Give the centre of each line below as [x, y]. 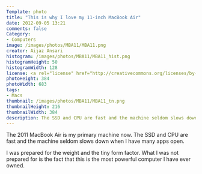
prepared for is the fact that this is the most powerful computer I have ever [99, 159]
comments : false [26, 28]
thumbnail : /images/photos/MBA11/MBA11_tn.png [66, 101]
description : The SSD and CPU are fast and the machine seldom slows [95, 118]
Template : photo [26, 12]
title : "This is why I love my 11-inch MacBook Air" [74, 17]
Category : [19, 34]
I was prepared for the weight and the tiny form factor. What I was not [93, 153]
